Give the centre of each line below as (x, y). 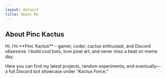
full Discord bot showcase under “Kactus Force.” (58, 72)
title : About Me (22, 14)
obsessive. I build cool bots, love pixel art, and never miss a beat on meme (81, 51)
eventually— (148, 66)
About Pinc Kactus (35, 34)
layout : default (22, 10)
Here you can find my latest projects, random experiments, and (70, 66)
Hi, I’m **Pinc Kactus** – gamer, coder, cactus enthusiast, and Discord (78, 46)
